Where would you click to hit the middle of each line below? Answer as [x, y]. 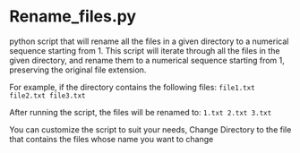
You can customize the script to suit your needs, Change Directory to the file [150, 129]
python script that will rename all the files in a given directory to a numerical [149, 41]
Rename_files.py [73, 17]
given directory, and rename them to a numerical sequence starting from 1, [147, 60]
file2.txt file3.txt [48, 96]
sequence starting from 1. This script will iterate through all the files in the [145, 50]
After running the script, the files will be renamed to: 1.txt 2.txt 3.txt [141, 112]
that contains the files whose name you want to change [111, 139]
